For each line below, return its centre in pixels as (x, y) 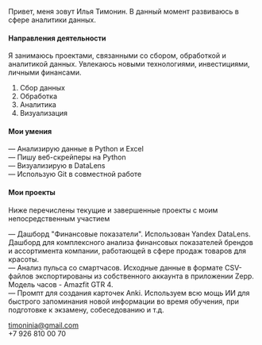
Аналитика (38, 105)
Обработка (39, 96)
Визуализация (44, 113)
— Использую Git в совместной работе (75, 174)
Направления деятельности (57, 38)
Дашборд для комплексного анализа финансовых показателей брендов (131, 242)
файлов (21, 276)
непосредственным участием (59, 218)
